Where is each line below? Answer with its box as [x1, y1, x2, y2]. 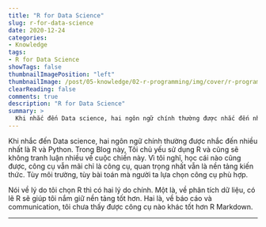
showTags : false [8, 63, 62, 71]
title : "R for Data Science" [8, 11, 104, 20]
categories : [8, 33, 47, 42]
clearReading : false [8, 85, 77, 93]
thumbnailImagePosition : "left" [8, 70, 115, 78]
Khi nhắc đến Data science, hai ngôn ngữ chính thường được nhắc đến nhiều [8, 136, 258, 146]
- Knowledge [8, 41, 47, 49]
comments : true [8, 93, 59, 100]
